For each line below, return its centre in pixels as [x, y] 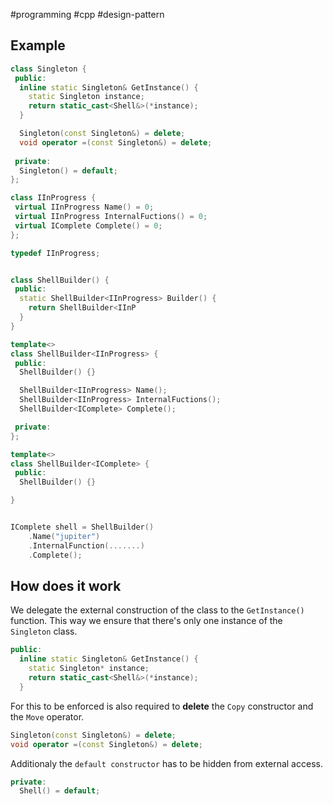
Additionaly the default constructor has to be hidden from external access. [166, 763]
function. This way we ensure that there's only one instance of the [146, 621]
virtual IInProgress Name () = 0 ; [84, 207]
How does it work [66, 585]
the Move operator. [47, 716]
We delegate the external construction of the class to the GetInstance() [157, 610]
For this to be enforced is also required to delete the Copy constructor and [162, 706]
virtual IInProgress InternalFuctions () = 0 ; [111, 217]
